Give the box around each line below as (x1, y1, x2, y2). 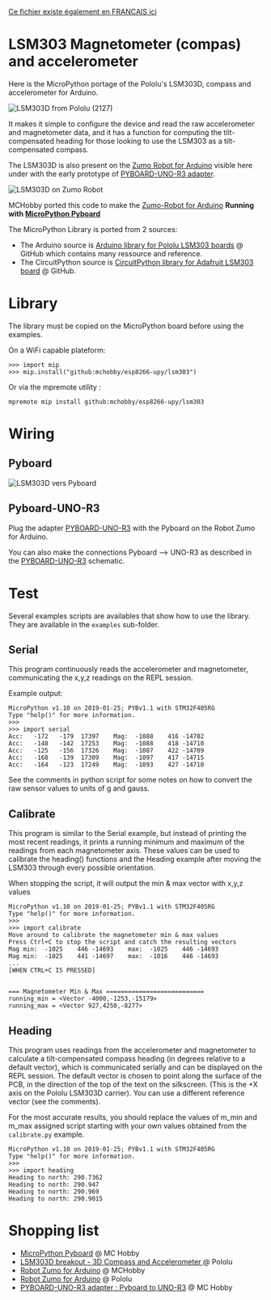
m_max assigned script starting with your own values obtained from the (8, 1121, 248, 1131)
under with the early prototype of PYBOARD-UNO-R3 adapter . (8, 169, 216, 179)
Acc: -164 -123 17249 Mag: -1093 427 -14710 (8, 761, 205, 769)
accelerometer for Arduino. (8, 87, 99, 97)
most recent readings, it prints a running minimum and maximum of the (8, 837, 245, 847)
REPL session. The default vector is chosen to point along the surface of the (8, 1071, 262, 1081)
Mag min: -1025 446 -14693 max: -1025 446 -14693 (8, 945, 219, 953)
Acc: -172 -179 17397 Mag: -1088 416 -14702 (8, 732, 205, 741)
